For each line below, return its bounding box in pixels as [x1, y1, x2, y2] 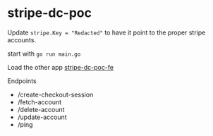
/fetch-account [17, 97, 62, 106]
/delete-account [17, 105, 65, 113]
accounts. [7, 35, 37, 44]
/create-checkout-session [17, 90, 94, 99]
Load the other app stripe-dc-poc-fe [7, 63, 114, 71]
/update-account [17, 113, 67, 121]
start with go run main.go [7, 49, 81, 58]
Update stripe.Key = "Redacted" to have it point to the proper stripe [7, 28, 206, 37]
